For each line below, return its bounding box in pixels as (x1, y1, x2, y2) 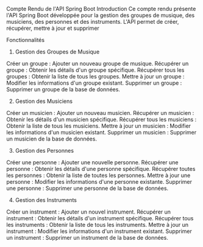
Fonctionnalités (6, 37, 45, 43)
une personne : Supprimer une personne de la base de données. (6, 185, 169, 192)
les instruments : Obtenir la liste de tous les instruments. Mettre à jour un (6, 221, 189, 228)
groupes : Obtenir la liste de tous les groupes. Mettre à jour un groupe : (6, 73, 185, 80)
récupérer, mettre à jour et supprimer (6, 24, 99, 32)
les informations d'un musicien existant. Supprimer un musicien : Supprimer (6, 129, 197, 136)
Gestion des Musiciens (15, 97, 73, 105)
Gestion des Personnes (15, 147, 74, 154)
